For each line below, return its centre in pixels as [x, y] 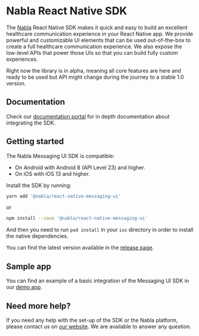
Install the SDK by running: [39, 185]
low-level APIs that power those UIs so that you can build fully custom [92, 52]
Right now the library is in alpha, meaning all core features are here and [94, 70]
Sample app [29, 266]
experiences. [22, 59]
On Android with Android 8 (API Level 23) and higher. [80, 167]
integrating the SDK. [31, 123]
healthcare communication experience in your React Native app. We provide [100, 33]
